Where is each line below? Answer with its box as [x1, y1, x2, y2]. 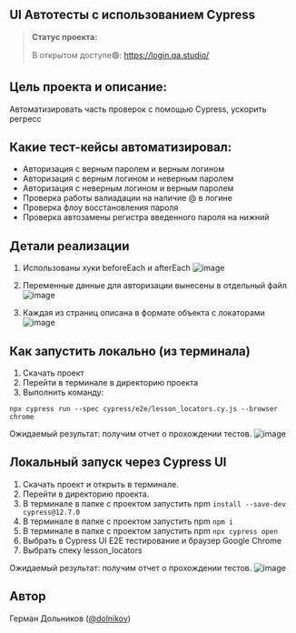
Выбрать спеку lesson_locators [22, 545, 143, 556]
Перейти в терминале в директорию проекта [22, 377, 199, 388]
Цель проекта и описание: [9, 79, 168, 95]
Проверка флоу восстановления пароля [22, 202, 179, 213]
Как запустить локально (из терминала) [9, 343, 252, 358]
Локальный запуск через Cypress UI [9, 455, 227, 470]
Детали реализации [9, 238, 130, 254]
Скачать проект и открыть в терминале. [22, 478, 179, 489]
